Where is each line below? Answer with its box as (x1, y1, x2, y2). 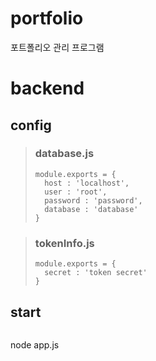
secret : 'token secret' (44, 268, 148, 278)
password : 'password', (44, 195, 143, 206)
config (10, 117, 52, 134)
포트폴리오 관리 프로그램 (10, 41, 105, 53)
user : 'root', (44, 187, 108, 197)
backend (10, 77, 85, 100)
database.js (34, 147, 95, 161)
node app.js (10, 338, 60, 351)
